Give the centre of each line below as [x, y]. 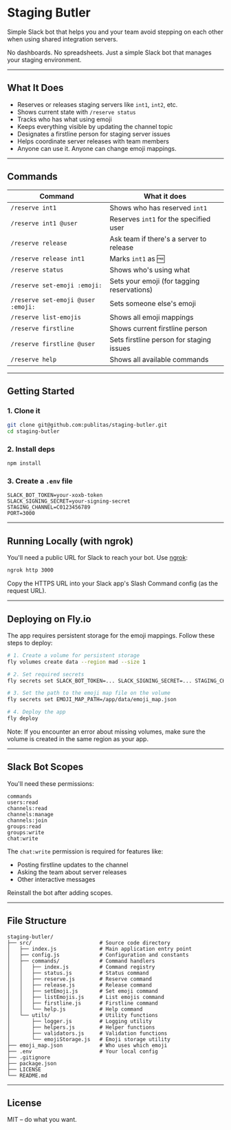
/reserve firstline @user [53, 344]
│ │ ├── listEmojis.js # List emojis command [86, 997]
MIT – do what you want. [42, 1120]
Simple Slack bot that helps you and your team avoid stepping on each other [115, 32]
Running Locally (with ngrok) [70, 541]
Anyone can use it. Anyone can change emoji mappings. [97, 148]
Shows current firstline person [158, 328]
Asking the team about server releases [72, 872]
